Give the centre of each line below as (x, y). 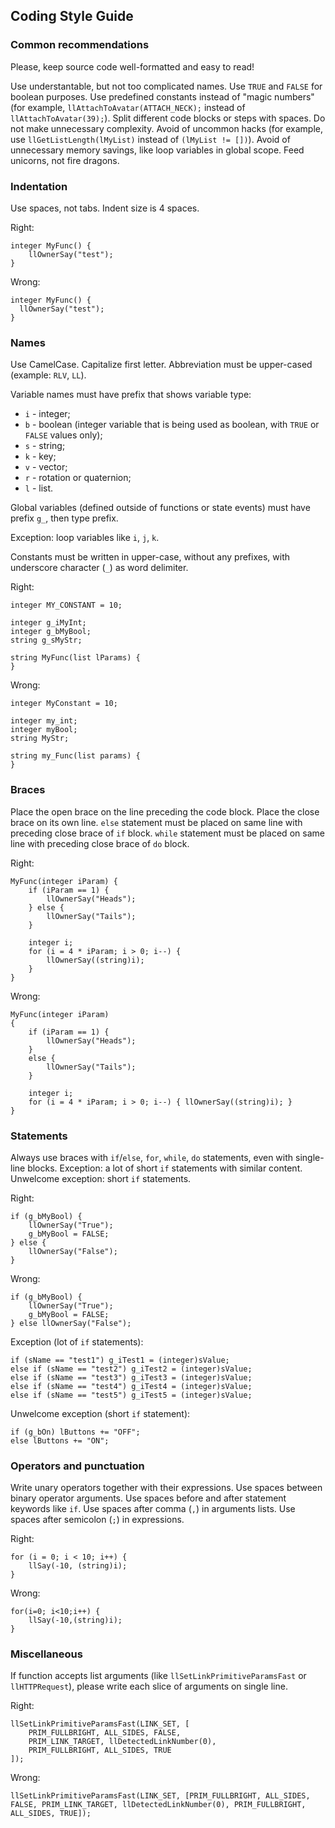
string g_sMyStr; (46, 640)
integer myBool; (44, 730)
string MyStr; (40, 739)
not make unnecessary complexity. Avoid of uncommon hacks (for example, (167, 128)
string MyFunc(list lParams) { (75, 658)
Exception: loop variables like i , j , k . (85, 538)
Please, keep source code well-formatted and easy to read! (132, 66)
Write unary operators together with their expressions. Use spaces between (166, 1488)
